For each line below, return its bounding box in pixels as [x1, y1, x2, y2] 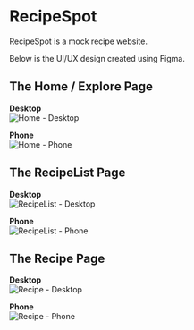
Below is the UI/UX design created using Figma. [9, 53, 185, 63]
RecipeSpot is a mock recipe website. [9, 36, 148, 47]
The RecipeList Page [9, 165, 126, 181]
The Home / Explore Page [9, 79, 154, 95]
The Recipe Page [9, 250, 105, 266]
